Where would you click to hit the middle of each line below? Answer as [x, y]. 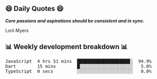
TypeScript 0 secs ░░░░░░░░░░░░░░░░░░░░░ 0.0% [78, 71]
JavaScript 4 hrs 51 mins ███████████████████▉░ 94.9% [78, 61]
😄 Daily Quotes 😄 [35, 9]
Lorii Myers [17, 30]
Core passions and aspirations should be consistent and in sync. [75, 20]
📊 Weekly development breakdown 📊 [66, 47]
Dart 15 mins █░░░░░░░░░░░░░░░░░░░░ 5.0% [78, 66]
